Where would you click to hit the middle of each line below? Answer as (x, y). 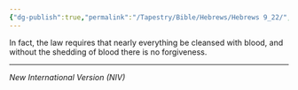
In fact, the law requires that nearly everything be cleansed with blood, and (146, 42)
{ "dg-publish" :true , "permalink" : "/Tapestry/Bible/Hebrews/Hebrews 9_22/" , (150, 17)
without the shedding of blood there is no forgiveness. (108, 52)
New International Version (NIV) (67, 77)
